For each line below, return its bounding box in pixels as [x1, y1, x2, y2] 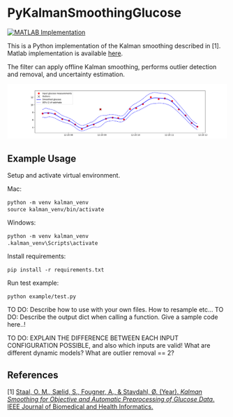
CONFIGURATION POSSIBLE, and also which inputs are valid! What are [7, 341, 211, 350]
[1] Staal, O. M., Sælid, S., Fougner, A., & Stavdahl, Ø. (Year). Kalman [7, 388, 202, 396]
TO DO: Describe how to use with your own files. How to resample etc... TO [7, 306, 224, 314]
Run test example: [7, 278, 59, 288]
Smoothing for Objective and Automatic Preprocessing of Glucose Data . [7, 395, 215, 404]
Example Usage [7, 153, 77, 164]
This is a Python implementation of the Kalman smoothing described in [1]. [7, 41, 221, 50]
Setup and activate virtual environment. [7, 171, 121, 180]
